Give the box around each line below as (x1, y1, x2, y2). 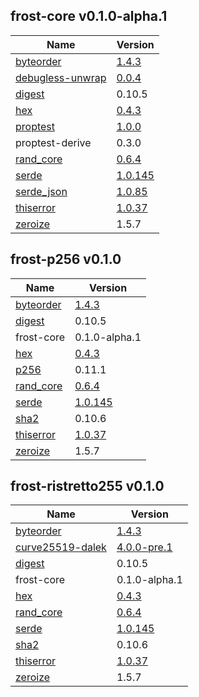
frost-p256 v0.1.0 (10, 251, 122, 268)
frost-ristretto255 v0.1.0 (10, 478, 165, 495)
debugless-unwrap (15, 70, 107, 84)
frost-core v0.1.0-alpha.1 (10, 8, 168, 25)
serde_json (15, 184, 68, 198)
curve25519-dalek (15, 540, 107, 554)
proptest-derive (15, 135, 92, 149)
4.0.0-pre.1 (116, 540, 173, 554)
